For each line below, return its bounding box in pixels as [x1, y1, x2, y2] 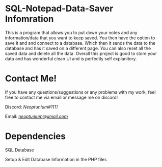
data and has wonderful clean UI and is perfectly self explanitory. [5, 56, 137, 61]
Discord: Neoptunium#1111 [5, 104, 58, 110]
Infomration [5, 13, 54, 25]
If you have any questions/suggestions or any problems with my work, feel [5, 89, 156, 95]
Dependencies [5, 131, 66, 142]
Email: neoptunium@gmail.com [5, 113, 68, 119]
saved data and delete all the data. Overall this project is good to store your [5, 50, 157, 56]
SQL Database [5, 147, 34, 153]
